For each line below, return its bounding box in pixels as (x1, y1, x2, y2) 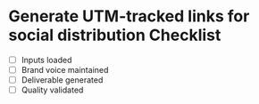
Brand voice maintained (21, 65, 109, 75)
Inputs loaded (21, 54, 72, 65)
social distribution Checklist (8, 25, 221, 45)
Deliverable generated (21, 75, 104, 85)
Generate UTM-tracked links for (8, 6, 250, 27)
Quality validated (21, 84, 84, 95)
